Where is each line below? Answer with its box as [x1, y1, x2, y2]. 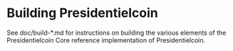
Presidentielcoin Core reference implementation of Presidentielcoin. [6, 35, 206, 44]
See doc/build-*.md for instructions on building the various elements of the [6, 28, 227, 37]
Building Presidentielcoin [6, 5, 158, 21]
